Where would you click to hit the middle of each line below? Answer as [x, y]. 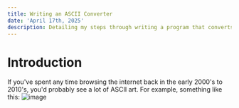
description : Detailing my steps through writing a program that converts [121, 27]
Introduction [45, 62]
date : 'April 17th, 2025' [46, 21]
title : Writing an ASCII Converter [60, 14]
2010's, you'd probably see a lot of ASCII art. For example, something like [115, 90]
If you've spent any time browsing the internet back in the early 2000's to [115, 82]
